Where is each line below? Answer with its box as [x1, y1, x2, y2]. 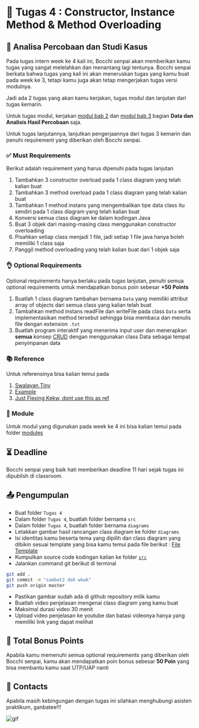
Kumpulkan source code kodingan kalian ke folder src [14, 553, 147, 561]
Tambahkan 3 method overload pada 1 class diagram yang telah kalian [14, 189, 187, 196]
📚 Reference [6, 354, 45, 363]
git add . [6, 571, 31, 577]
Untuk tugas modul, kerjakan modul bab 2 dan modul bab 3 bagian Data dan [6, 113, 194, 119]
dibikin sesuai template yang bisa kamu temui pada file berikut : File [14, 540, 181, 547]
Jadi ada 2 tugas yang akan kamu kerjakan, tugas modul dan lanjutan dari [6, 95, 187, 101]
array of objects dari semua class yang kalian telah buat [14, 301, 151, 309]
